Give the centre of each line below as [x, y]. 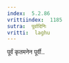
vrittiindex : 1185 [35, 20]
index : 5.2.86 [29, 13]
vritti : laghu [29, 33]
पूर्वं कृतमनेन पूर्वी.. [26, 52]
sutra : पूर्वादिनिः [27, 26]
